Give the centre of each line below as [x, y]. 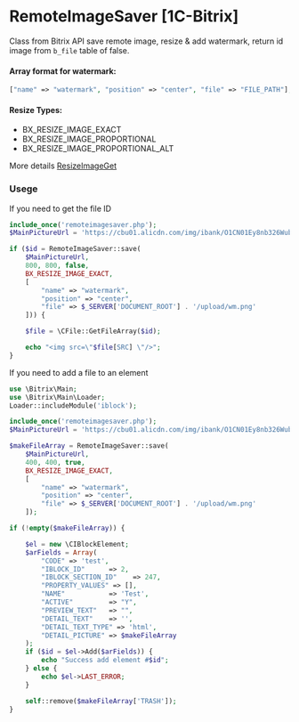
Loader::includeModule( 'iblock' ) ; [73, 406]
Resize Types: [36, 110]
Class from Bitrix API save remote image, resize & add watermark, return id [146, 41]
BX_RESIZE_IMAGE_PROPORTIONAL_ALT [98, 149]
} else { [41, 669]
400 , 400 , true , [56, 462]
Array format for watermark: [63, 71]
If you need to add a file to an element [79, 372]
